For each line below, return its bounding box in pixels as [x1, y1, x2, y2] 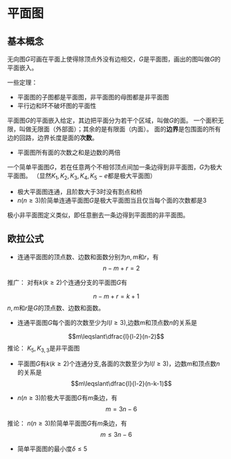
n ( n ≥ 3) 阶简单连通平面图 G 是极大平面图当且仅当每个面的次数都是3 [17, 196, 207, 204]
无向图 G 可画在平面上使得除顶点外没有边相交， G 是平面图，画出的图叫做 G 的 [7, 55, 221, 63]
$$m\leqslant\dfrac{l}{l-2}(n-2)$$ [68, 332, 165, 340]
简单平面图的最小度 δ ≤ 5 [17, 444, 88, 453]
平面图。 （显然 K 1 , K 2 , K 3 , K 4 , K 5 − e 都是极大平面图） [7, 171, 157, 181]
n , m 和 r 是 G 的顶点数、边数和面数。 [7, 303, 105, 312]
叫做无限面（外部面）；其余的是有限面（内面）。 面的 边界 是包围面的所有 [19, 125, 221, 133]
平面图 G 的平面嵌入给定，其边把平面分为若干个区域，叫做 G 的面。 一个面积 [7, 116, 218, 124]
